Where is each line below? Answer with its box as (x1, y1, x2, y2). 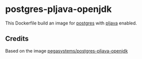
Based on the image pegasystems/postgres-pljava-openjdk (5, 47, 128, 53)
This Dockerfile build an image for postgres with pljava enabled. (5, 20, 137, 26)
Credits (5, 34, 29, 43)
